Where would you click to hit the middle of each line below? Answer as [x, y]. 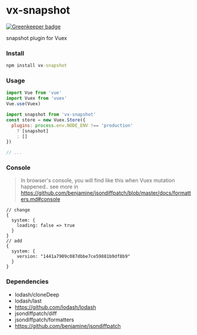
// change [18, 210]
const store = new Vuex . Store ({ [46, 120]
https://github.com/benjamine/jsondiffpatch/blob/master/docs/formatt [106, 193]
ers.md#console [40, 199]
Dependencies [27, 282]
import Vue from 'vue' [34, 93]
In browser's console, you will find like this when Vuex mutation [98, 180]
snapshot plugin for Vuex [37, 38]
